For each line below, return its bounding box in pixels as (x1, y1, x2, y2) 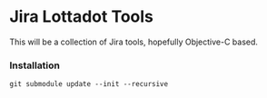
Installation (9, 59, 61, 72)
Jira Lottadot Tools (9, 6, 154, 27)
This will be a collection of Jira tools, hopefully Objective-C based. (9, 36, 259, 47)
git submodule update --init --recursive (9, 80, 169, 89)
